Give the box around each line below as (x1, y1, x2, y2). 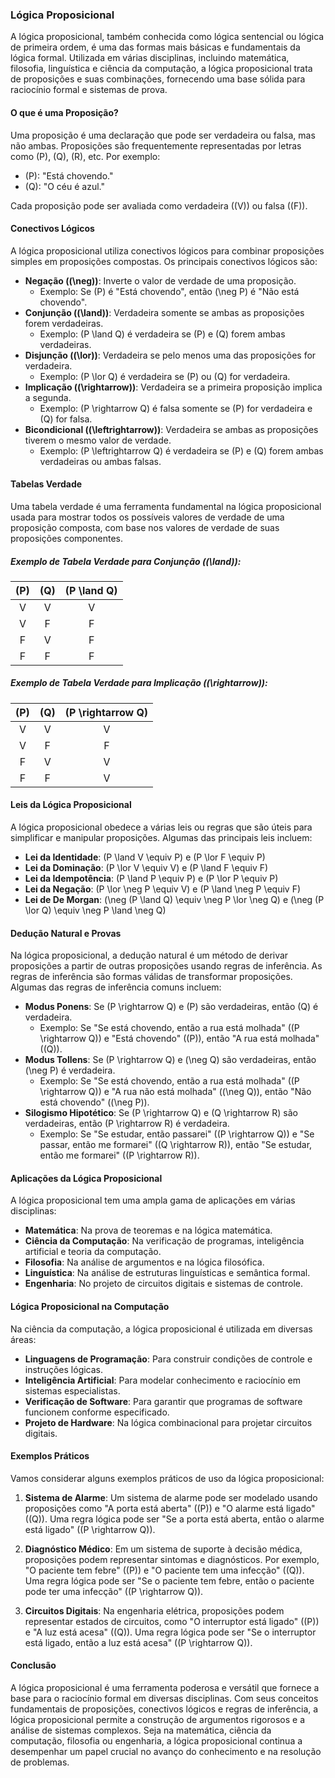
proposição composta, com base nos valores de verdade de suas (10, 521, 280, 533)
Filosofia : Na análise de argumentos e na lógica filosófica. (24, 1256, 265, 1268)
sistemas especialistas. (24, 1384, 121, 1397)
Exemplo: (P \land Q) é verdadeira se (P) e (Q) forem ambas (39, 328, 286, 340)
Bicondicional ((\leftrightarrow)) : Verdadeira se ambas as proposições (24, 423, 319, 435)
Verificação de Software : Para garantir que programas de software (24, 1395, 303, 1407)
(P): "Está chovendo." (24, 169, 114, 182)
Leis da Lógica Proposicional (10, 799, 132, 811)
